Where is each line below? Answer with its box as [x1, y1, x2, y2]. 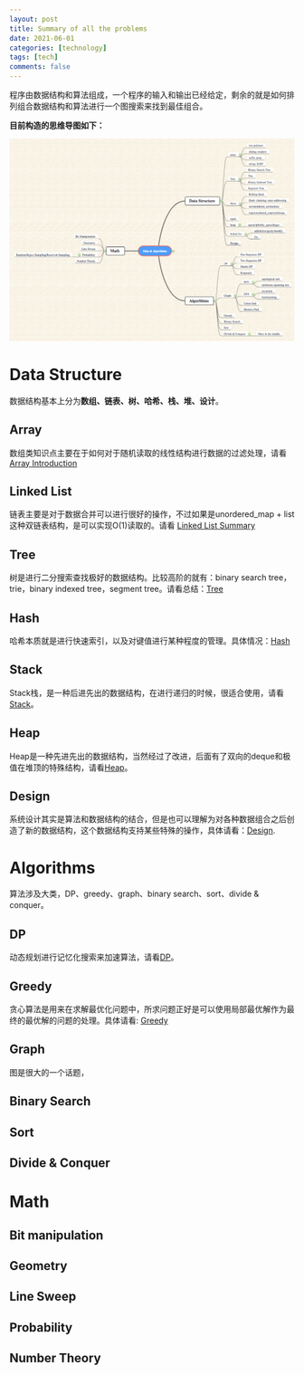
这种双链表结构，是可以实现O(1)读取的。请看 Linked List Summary [9, 520, 256, 531]
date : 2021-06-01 [9, 33, 75, 43]
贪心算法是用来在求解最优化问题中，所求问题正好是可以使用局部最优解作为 [9, 1004, 287, 1014]
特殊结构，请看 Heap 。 [48, 761, 133, 773]
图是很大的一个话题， [9, 1066, 89, 1077]
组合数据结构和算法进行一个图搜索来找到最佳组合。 [16, 100, 208, 111]
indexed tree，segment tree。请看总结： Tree [54, 584, 223, 595]
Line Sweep [9, 1289, 77, 1304]
